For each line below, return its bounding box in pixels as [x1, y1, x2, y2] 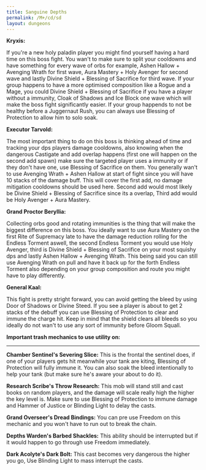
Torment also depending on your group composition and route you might [6, 266, 190, 273]
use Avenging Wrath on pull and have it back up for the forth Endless [6, 259, 180, 266]
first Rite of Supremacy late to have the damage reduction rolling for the [6, 233, 188, 241]
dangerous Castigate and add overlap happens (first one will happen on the [6, 151, 197, 158]
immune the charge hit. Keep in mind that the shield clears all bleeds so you [6, 315, 197, 323]
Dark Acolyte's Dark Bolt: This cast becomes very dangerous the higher [6, 450, 190, 458]
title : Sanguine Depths [6, 9, 67, 15]
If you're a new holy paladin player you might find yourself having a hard [6, 49, 189, 56]
